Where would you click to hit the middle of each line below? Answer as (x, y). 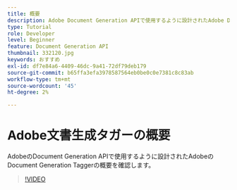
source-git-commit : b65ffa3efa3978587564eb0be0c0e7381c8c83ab (101, 72)
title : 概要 (24, 14)
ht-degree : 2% (28, 92)
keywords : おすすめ (34, 60)
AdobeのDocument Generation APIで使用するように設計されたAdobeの (110, 156)
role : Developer (31, 33)
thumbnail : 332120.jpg (41, 53)
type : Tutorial (30, 27)
